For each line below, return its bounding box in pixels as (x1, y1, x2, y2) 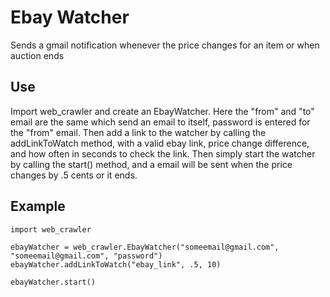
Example (10, 198, 66, 215)
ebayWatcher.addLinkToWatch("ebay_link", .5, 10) (10, 259, 222, 270)
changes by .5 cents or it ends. (10, 169, 138, 181)
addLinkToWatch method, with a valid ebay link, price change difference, (10, 137, 310, 149)
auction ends (10, 49, 65, 61)
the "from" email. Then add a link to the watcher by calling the (10, 126, 267, 138)
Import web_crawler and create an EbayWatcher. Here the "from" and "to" (10, 105, 315, 117)
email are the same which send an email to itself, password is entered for (10, 116, 311, 128)
